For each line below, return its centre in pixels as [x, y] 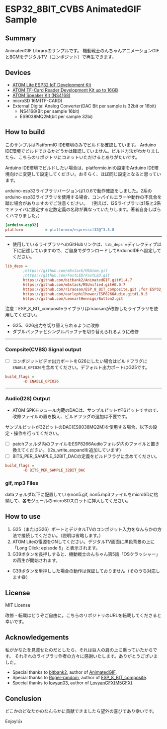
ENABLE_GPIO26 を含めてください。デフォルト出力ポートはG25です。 [81, 367]
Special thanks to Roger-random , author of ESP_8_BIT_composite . [80, 678]
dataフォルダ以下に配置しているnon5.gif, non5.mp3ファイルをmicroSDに [80, 494]
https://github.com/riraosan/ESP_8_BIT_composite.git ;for [85, 289]
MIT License [18, 605]
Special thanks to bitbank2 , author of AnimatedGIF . [65, 672]
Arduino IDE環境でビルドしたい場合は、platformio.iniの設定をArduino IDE [80, 168]
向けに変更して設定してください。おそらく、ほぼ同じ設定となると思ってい [85, 174]
